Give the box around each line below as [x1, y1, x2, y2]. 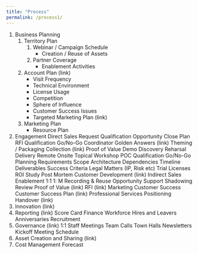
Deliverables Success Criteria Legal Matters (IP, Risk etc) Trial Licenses [14, 164, 191, 171]
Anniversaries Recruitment [14, 215, 81, 222]
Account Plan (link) [23, 69, 71, 76]
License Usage [32, 88, 70, 95]
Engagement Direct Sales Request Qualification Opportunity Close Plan [14, 132, 190, 140]
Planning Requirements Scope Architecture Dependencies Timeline [14, 158, 181, 165]
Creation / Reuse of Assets [41, 50, 108, 57]
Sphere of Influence [32, 101, 82, 108]
